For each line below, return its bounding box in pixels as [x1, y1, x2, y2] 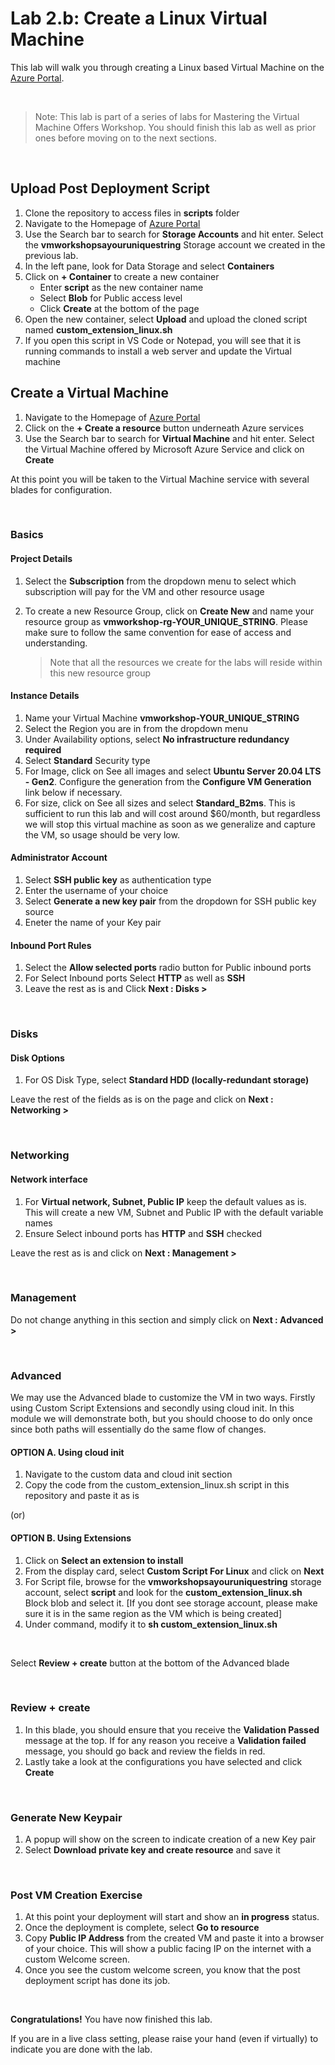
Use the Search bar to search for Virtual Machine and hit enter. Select [24, 432, 315, 444]
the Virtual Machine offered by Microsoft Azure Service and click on [24, 443, 305, 455]
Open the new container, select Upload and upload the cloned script [24, 313, 308, 325]
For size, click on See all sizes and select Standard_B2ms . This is [24, 797, 296, 809]
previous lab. [24, 249, 79, 261]
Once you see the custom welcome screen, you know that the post [24, 1964, 301, 1976]
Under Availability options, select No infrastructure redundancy [24, 733, 290, 745]
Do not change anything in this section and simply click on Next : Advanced [10, 1313, 324, 1326]
